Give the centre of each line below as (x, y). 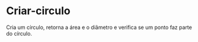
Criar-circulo (39, 11)
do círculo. (19, 33)
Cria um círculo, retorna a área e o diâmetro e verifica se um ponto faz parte (99, 27)
